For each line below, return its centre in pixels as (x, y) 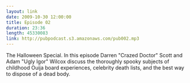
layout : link (22, 11)
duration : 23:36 (26, 28)
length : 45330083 (27, 33)
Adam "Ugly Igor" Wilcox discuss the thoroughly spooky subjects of (88, 61)
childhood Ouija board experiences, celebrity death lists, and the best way (95, 68)
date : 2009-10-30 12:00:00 (39, 17)
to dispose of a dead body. (38, 74)
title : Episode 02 (28, 22)
